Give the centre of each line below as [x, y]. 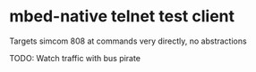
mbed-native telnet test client [122, 16]
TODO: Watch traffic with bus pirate [75, 58]
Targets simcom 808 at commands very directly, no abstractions [128, 41]
